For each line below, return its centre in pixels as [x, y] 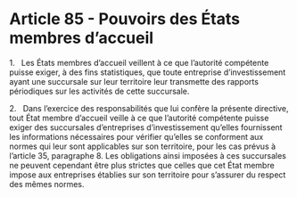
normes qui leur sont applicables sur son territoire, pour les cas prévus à [143, 146]
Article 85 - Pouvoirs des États [125, 19]
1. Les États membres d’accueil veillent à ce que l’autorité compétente [139, 62]
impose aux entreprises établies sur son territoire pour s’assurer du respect [148, 175]
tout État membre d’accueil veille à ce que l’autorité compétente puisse [139, 118]
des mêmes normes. [47, 184]
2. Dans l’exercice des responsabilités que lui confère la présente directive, [149, 108]
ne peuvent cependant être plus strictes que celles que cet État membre [142, 165]
